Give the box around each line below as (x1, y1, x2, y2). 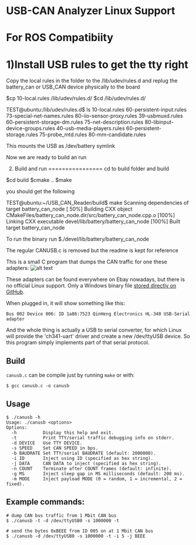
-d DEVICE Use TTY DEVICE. (11, 440, 83, 446)
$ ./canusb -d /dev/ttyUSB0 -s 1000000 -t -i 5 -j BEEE (6, 533, 146, 539)
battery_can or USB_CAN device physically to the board (6, 83, 140, 90)
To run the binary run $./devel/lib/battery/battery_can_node (6, 236, 150, 243)
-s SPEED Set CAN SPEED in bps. (11, 445, 99, 451)
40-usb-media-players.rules (56, 125, 125, 132)
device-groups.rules (6, 125, 56, 132)
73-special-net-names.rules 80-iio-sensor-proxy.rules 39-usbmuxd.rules (6, 113, 183, 120)
